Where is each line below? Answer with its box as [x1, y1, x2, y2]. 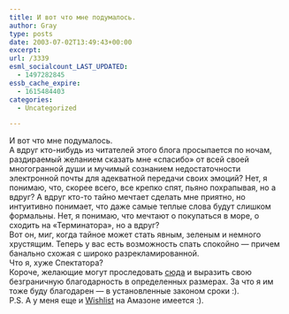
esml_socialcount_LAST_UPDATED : [9, 63, 128, 72]
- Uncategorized [17, 103, 77, 112]
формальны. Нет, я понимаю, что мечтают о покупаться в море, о [9, 211, 260, 221]
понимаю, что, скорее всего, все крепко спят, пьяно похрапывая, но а [9, 182, 277, 193]
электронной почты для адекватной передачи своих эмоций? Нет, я [9, 173, 268, 184]
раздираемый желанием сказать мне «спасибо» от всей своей [9, 154, 249, 165]
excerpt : [9, 46, 42, 55]
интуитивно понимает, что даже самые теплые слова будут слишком [9, 201, 271, 212]
